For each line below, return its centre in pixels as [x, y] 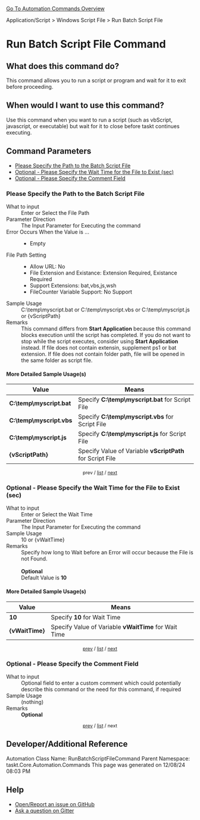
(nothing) [32, 701]
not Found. [34, 559]
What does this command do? [63, 66]
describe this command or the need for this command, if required [101, 689]
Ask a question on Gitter [44, 810]
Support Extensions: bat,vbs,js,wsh [73, 285]
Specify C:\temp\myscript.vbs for [126, 417]
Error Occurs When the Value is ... [48, 232]
